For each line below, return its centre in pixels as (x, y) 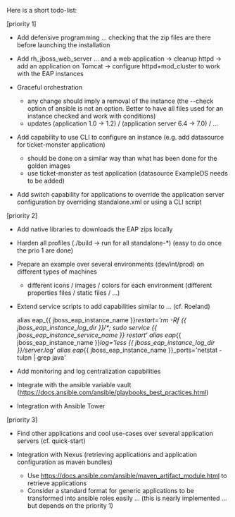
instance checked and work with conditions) (91, 116)
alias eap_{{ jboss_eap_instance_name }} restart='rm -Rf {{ (102, 320)
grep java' (51, 358)
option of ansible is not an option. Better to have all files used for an (125, 108)
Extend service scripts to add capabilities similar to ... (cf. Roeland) (113, 306)
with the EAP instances (50, 74)
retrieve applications (57, 483)
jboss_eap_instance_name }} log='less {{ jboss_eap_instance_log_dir (116, 342)
